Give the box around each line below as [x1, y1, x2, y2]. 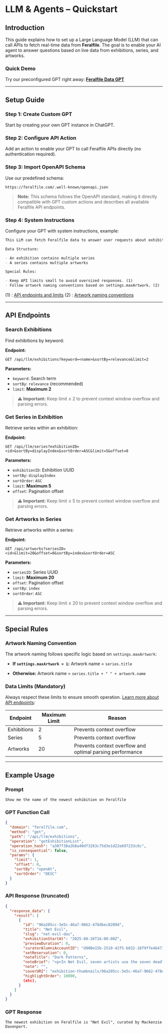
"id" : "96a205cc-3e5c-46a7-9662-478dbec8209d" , [23, 922, 124, 927]
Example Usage [5, 771, 55, 779]
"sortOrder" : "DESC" [14, 871, 57, 876]
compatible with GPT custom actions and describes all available [17, 198, 149, 204]
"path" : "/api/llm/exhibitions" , [9, 834, 79, 839]
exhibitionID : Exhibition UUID [12, 466, 74, 473]
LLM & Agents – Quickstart [5, 3, 117, 15]
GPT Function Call [5, 808, 50, 815]
